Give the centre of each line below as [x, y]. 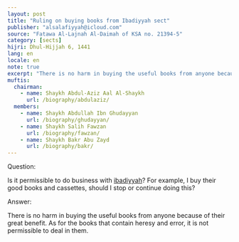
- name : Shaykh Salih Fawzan [63, 126]
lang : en [20, 54]
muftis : [19, 80]
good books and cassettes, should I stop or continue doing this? [101, 188]
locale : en [23, 60]
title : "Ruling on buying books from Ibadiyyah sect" [89, 21]
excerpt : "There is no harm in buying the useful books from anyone [111, 73]
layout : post [27, 14]
